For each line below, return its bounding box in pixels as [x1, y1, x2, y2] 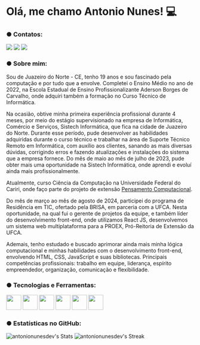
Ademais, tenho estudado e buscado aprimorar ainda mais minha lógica [6, 240, 183, 247]
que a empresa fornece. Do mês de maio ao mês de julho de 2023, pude [6, 155, 184, 162]
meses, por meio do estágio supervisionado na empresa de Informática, [6, 116, 183, 123]
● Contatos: [6, 31, 43, 39]
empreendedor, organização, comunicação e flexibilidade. [6, 266, 149, 273]
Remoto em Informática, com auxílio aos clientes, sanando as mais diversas [6, 142, 192, 149]
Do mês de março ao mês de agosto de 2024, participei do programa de [6, 197, 184, 204]
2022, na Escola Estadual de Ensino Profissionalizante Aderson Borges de [6, 86, 188, 93]
